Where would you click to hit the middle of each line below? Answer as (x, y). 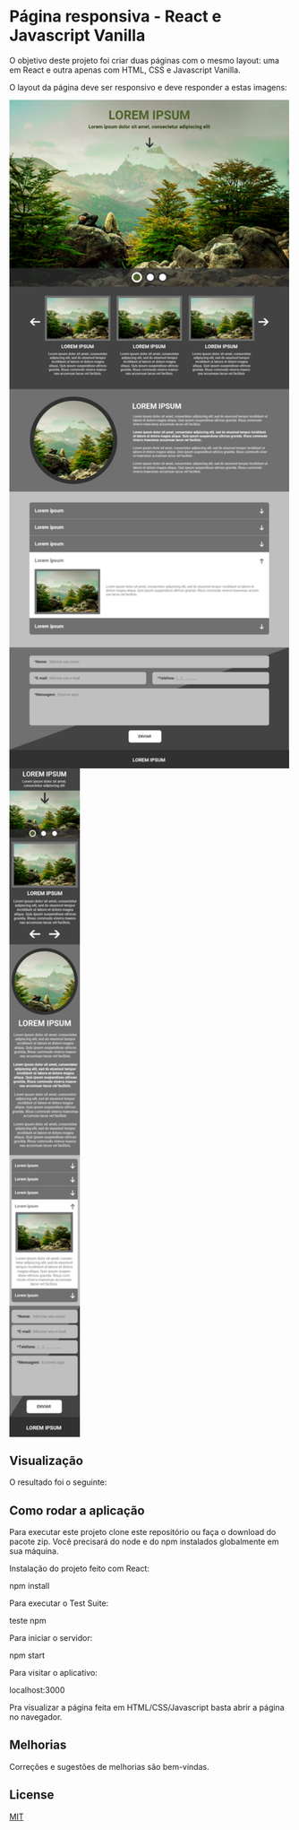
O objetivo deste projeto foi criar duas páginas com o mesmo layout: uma (145, 60)
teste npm (28, 1621)
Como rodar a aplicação (77, 1510)
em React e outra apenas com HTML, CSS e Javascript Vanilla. (125, 70)
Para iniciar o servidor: (51, 1638)
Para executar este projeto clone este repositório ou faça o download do (143, 1532)
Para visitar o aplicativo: (54, 1673)
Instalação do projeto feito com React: (80, 1569)
